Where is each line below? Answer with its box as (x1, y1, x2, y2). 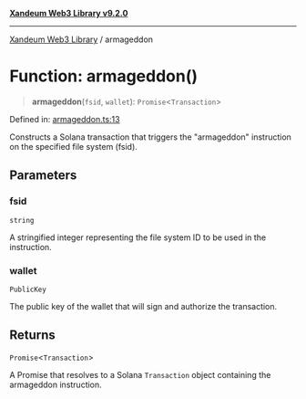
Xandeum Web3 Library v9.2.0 (9, 8, 128, 18)
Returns (9, 328, 56, 343)
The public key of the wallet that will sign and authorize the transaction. (9, 300, 278, 311)
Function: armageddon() (9, 66, 199, 87)
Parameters (9, 168, 77, 184)
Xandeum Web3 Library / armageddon (9, 34, 153, 45)
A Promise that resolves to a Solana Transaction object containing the (9, 369, 271, 380)
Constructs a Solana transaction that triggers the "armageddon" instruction (9, 131, 291, 142)
